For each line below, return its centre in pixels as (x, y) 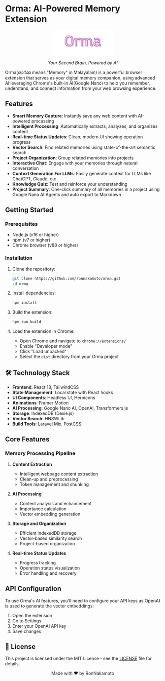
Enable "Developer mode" (46, 346)
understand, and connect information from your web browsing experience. (81, 88)
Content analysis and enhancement (56, 503)
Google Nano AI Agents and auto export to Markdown (67, 194)
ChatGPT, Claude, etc (34, 179)
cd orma (20, 284)
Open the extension (32, 615)
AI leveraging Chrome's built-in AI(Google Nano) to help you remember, (78, 83)
